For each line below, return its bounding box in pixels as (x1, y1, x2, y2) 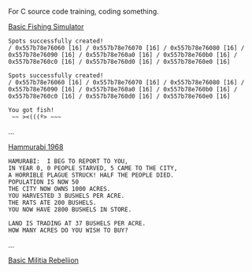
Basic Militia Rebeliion (8, 255, 79, 265)
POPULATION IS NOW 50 (8, 178, 80, 186)
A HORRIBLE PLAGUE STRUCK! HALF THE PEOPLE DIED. (8, 171, 175, 179)
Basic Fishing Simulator (8, 22, 84, 31)
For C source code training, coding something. (8, 7, 159, 16)
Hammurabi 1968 (8, 142, 64, 151)
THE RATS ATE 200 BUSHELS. (8, 199, 97, 207)
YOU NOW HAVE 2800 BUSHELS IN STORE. (8, 206, 132, 214)
